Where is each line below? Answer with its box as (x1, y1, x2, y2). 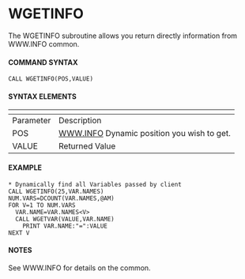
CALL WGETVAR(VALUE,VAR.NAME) (15, 215, 115, 223)
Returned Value (58, 141, 116, 152)
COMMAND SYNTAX (8, 57, 78, 67)
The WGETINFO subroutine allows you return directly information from (8, 31, 238, 40)
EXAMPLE (8, 163, 42, 172)
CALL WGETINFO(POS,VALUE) (8, 75, 93, 83)
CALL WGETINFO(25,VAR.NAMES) (8, 187, 104, 195)
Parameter (12, 115, 51, 126)
